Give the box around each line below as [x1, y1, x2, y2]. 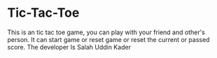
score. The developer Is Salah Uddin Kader [7, 43, 132, 51]
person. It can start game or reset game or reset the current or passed [7, 35, 210, 43]
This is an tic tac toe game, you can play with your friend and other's [7, 28, 205, 36]
